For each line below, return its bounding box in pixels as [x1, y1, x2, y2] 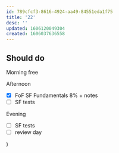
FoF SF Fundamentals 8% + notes [14, 92, 98, 99]
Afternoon [6, 80, 31, 87]
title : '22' [6, 14, 36, 20]
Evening [6, 111, 26, 118]
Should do [6, 53, 45, 63]
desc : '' [6, 20, 28, 26]
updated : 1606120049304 [6, 25, 65, 32]
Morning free [6, 68, 39, 76]
